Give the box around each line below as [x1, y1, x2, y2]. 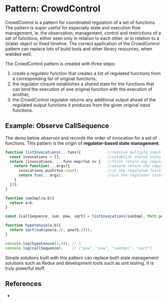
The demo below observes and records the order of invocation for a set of [5, 135, 158, 141]
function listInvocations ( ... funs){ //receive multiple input [5, 150, 162, 154]
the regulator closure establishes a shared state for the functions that [12, 80, 155, 87]
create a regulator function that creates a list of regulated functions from [12, 70, 161, 76]
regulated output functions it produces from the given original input [12, 102, 151, 108]
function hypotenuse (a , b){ [5, 223, 61, 228]
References [5, 279, 42, 288]
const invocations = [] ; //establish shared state [9, 154, 162, 159]
